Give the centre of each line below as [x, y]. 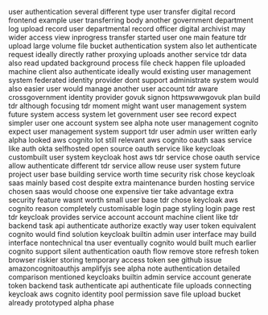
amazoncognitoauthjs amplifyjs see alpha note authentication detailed [124, 268]
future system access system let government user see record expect [123, 114]
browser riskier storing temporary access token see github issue [115, 260]
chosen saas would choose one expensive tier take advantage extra [121, 191]
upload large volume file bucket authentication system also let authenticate [133, 46]
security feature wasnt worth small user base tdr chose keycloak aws [124, 200]
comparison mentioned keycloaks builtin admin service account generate [130, 277]
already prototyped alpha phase [61, 303]
